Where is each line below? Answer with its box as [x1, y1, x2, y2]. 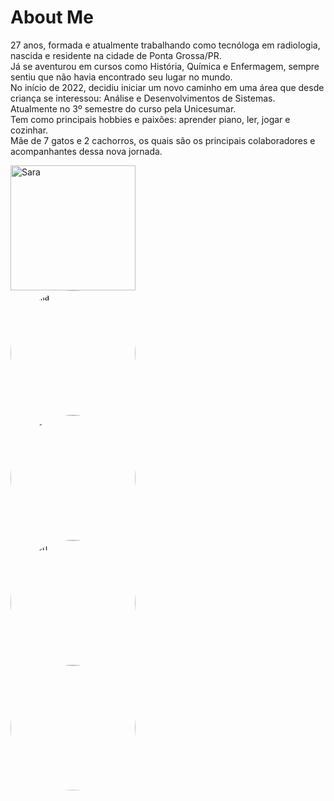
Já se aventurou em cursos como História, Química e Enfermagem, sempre [10, 60, 320, 72]
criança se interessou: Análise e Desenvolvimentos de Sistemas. [10, 92, 276, 104]
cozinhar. [10, 124, 49, 136]
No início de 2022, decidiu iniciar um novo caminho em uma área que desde [10, 81, 325, 93]
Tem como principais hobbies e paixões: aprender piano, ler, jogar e [10, 113, 291, 125]
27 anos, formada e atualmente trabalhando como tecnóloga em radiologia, [10, 39, 321, 51]
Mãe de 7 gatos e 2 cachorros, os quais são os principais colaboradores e [10, 134, 316, 146]
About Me [10, 6, 94, 29]
